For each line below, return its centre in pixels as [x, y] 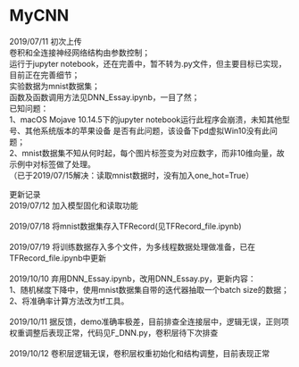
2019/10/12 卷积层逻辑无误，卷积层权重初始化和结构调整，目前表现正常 [140, 353]
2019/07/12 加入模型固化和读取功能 [74, 205]
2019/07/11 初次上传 [46, 41]
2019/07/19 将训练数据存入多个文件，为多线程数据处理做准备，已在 [133, 246]
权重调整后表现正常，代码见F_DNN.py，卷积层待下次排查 [114, 332]
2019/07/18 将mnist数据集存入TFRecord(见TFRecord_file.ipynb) [126, 226]
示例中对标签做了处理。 [52, 164]
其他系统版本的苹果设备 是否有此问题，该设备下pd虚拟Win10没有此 [147, 130]
